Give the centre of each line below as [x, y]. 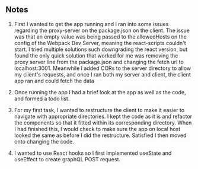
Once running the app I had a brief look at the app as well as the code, [100, 92]
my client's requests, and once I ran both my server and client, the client [102, 74]
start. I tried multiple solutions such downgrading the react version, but [101, 49]
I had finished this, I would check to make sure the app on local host [97, 129]
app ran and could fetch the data [54, 81]
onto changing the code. [44, 141]
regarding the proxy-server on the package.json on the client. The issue [102, 30]
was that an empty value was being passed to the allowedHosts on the [100, 36]
